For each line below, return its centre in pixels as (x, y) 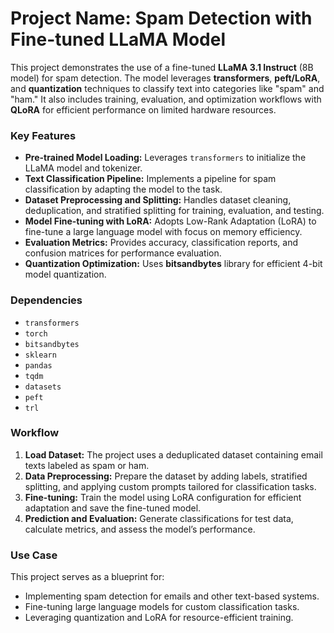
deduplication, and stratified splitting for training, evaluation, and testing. (174, 211)
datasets (43, 387)
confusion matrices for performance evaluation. (123, 253)
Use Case (34, 555)
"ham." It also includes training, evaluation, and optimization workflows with (166, 99)
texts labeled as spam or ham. (87, 465)
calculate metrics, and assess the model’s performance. (140, 529)
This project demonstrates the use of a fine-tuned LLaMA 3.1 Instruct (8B (162, 67)
